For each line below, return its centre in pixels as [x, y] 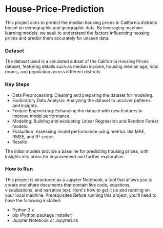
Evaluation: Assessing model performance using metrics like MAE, [79, 131]
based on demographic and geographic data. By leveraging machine [74, 27]
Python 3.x [23, 210]
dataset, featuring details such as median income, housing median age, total [82, 66]
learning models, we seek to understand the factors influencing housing [77, 33]
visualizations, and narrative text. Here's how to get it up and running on [78, 190]
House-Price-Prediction [55, 9]
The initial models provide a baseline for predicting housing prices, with [77, 151]
